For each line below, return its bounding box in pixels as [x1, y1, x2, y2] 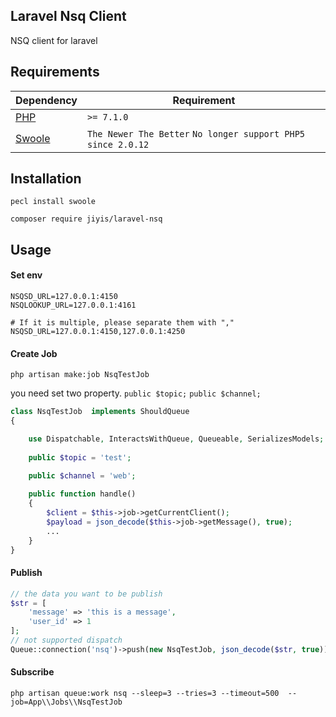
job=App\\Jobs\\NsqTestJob [10, 697, 123, 708]
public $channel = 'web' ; [28, 471, 137, 481]
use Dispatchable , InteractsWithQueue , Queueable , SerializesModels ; [28, 434, 325, 444]
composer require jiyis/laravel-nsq [10, 214, 163, 224]
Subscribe [10, 666, 55, 678]
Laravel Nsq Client [10, 8, 127, 25]
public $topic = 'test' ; [28, 452, 132, 463]
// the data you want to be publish [10, 589, 163, 599]
